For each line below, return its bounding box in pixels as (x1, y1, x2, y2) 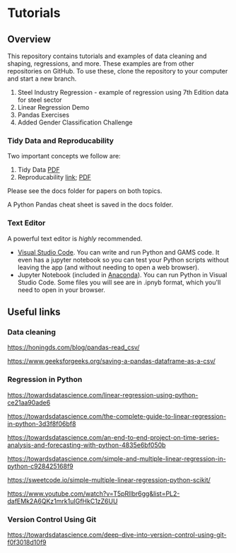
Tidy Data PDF (17, 165, 60, 174)
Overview (7, 33, 52, 45)
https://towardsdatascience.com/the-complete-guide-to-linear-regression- (7, 412, 227, 420)
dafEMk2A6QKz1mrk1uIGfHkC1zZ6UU (7, 496, 118, 505)
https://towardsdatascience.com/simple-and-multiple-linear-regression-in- (7, 454, 226, 462)
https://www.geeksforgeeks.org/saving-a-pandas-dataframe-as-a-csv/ (7, 357, 216, 366)
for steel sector (17, 95, 62, 104)
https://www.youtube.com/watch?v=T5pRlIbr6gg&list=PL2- (7, 489, 180, 498)
